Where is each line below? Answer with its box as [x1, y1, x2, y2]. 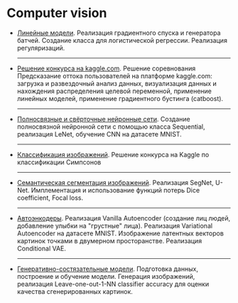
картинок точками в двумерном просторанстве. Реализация [16, 236, 202, 245]
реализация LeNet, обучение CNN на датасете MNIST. [16, 129, 182, 138]
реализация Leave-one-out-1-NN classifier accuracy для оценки [16, 280, 210, 288]
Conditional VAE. [16, 244, 67, 253]
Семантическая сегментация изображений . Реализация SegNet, [16, 178, 214, 186]
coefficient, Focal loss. [16, 193, 83, 202]
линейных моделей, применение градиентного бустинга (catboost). [16, 94, 224, 102]
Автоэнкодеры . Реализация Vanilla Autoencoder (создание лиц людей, [16, 213, 231, 222]
